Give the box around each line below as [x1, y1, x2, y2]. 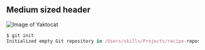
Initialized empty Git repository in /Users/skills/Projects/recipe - [6, 38, 187, 44]
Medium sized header [6, 5, 91, 15]
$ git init [6, 33, 34, 39]
